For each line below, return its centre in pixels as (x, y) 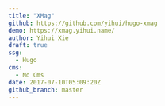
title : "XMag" (32, 16)
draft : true (28, 45)
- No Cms (30, 75)
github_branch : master (46, 90)
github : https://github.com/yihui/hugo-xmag (83, 23)
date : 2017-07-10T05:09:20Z (55, 82)
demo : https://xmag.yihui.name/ (61, 30)
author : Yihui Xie (38, 38)
